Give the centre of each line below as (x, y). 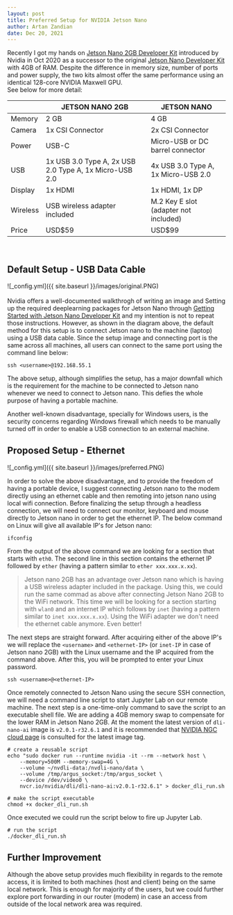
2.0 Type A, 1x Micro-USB (89, 170)
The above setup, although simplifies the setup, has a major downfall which (115, 378)
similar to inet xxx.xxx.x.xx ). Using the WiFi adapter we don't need (121, 616)
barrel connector (178, 150)
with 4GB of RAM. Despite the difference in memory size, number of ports (113, 68)
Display (23, 190)
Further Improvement (54, 858)
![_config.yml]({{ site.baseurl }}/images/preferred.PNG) (86, 467)
